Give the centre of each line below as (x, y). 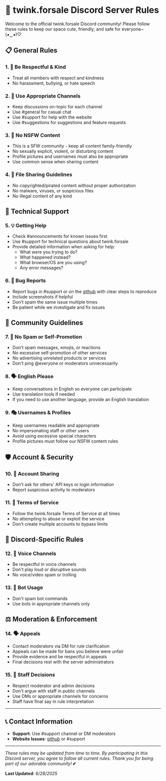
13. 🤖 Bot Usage (24, 588)
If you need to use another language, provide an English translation (81, 400)
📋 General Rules (31, 51)
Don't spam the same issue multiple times (55, 302)
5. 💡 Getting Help (26, 226)
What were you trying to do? (48, 252)
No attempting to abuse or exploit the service (58, 518)
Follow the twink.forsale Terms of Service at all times (66, 513)
